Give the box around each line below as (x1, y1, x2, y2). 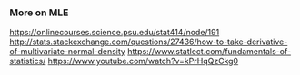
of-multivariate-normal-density (9, 46, 125, 57)
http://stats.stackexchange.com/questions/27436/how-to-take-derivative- (9, 36, 288, 47)
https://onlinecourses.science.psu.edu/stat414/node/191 (9, 27, 220, 38)
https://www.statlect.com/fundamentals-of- (126, 46, 292, 57)
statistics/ (9, 56, 46, 67)
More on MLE (9, 6, 69, 19)
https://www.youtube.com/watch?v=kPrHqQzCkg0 (47, 56, 239, 67)
